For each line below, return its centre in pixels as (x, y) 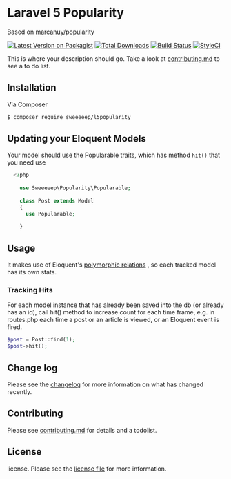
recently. (20, 391)
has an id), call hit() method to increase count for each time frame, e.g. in (111, 312)
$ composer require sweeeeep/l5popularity (69, 117)
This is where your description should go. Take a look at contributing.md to (114, 58)
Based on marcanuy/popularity (51, 32)
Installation (32, 88)
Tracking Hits (30, 290)
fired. (15, 327)
